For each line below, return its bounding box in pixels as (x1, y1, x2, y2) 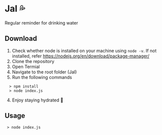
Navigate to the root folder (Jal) (11, 68, 77, 75)
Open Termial (11, 63, 40, 69)
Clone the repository (11, 58, 54, 64)
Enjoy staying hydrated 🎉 (11, 97, 63, 103)
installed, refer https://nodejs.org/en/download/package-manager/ (11, 53, 149, 59)
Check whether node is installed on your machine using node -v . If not (11, 47, 157, 53)
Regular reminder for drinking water (4, 19, 78, 25)
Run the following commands (11, 74, 72, 80)
